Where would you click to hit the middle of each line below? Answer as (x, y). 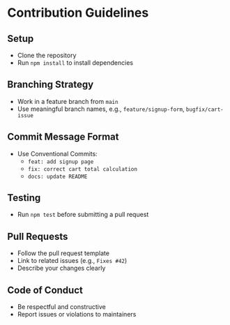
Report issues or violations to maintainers (77, 315)
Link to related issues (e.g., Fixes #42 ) (72, 261)
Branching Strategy (51, 85)
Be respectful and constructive (61, 307)
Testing (24, 198)
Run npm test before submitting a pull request (83, 215)
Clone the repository (47, 55)
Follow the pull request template (63, 253)
